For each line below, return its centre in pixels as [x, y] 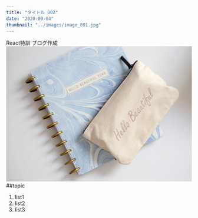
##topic [16, 186]
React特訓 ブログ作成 [32, 43]
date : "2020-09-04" [30, 19]
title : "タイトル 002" [32, 12]
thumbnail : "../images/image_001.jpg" [54, 25]
